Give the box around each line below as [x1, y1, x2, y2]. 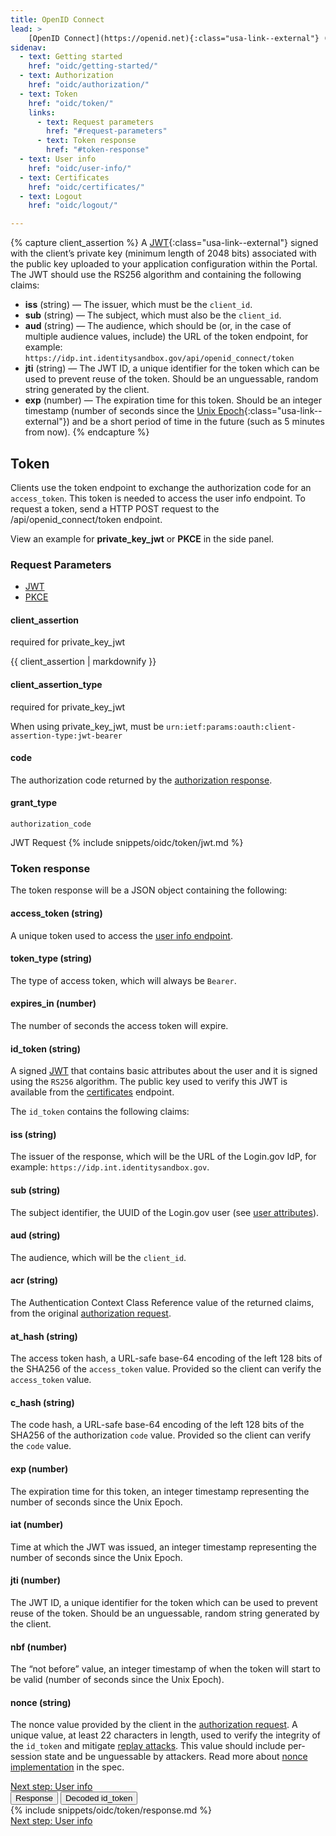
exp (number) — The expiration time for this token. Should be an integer [24, 394, 322, 406]
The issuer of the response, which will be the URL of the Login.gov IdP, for [10, 1151, 317, 1163]
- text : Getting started [19, 52, 123, 62]
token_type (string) [10, 952, 93, 965]
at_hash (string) [10, 1330, 78, 1342]
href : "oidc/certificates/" [28, 182, 145, 192]
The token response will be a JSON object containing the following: [10, 884, 288, 896]
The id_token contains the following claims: [10, 1106, 190, 1118]
